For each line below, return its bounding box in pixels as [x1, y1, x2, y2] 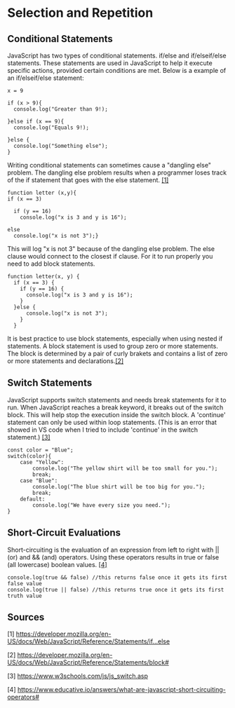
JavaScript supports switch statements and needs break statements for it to [7, 395, 227, 404]
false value [7, 580, 42, 587]
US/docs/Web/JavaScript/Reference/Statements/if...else [7, 637, 170, 646]
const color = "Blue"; [7, 447, 74, 454]
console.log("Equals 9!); [13, 124, 90, 131]
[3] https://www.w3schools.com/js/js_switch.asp [7, 672, 149, 681]
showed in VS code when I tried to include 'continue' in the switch [7, 426, 199, 434]
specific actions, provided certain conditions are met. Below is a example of [7, 67, 227, 74]
